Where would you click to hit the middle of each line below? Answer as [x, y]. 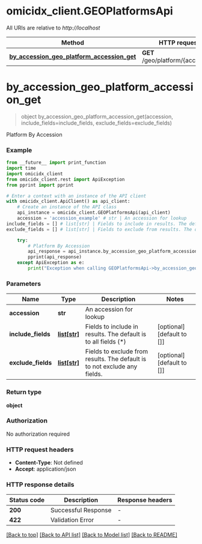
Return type [24, 392]
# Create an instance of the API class [67, 207]
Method [72, 42]
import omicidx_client [35, 174]
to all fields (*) [106, 342]
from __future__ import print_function [56, 163]
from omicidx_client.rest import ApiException [66, 179]
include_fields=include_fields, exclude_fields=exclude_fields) [96, 123]
